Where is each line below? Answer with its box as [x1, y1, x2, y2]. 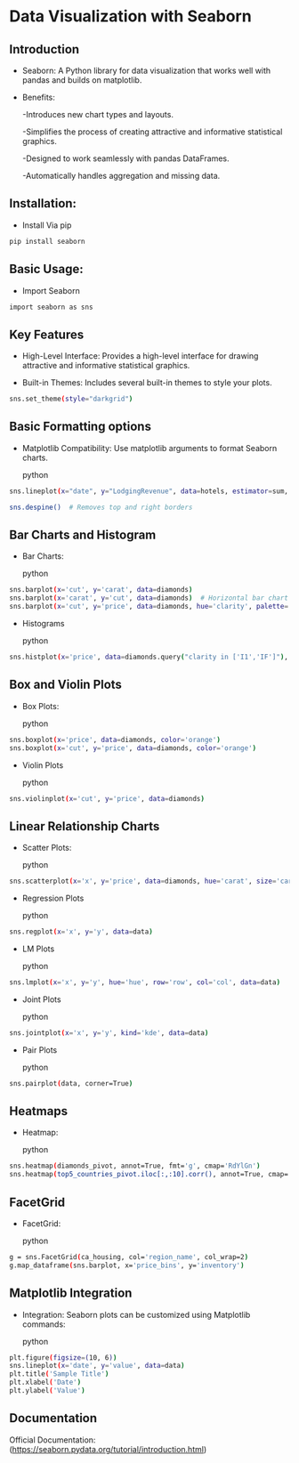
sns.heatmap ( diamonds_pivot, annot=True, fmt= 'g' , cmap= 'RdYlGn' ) [9, 1161, 261, 1171]
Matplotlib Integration [9, 1286, 133, 1301]
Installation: [9, 196, 77, 211]
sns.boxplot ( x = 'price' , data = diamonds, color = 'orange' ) [9, 735, 221, 744]
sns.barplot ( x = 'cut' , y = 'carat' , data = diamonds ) [9, 586, 193, 594]
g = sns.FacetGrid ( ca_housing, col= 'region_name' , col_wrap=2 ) [9, 1252, 249, 1261]
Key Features [9, 327, 85, 342]
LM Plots [21, 943, 55, 954]
